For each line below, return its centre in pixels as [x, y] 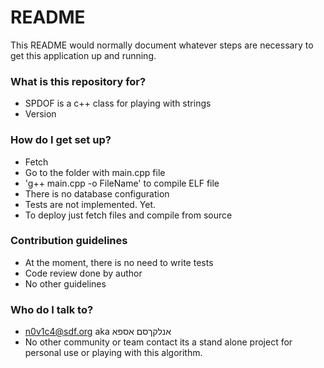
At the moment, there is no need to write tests [119, 262]
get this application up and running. [83, 55]
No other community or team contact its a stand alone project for [158, 342]
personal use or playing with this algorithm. [113, 353]
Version [40, 114]
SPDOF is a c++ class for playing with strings [118, 103]
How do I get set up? [61, 140]
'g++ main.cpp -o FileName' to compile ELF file [122, 183]
